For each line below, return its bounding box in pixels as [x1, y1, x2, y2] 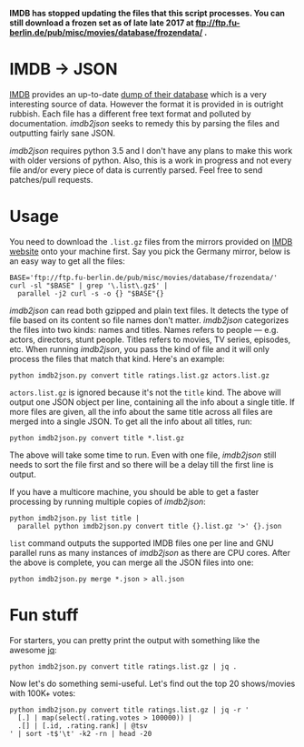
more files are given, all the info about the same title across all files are [9, 406, 273, 417]
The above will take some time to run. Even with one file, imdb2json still [9, 449, 277, 460]
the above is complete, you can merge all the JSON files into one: [9, 557, 254, 568]
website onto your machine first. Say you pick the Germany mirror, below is [9, 246, 290, 257]
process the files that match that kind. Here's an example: [9, 353, 225, 364]
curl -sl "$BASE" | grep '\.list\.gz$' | [9, 281, 169, 290]
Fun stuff [9, 605, 79, 626]
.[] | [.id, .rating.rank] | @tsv [17, 721, 148, 731]
